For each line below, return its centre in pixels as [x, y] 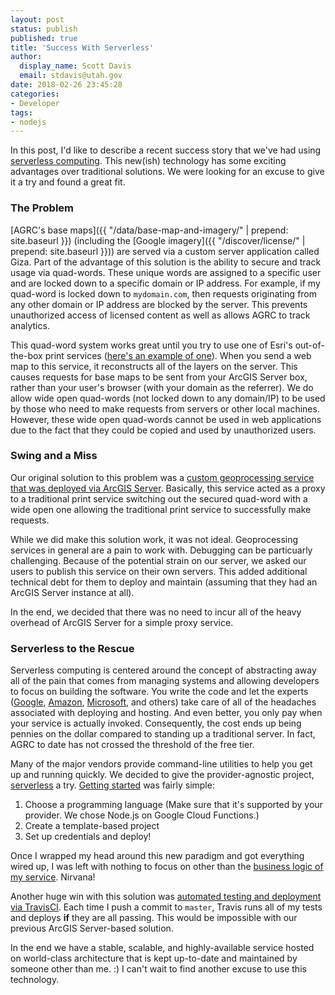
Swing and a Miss [54, 456]
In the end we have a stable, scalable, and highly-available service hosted [162, 948]
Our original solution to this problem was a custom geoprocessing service [162, 477]
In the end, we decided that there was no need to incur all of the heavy [156, 612]
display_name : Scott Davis [75, 66]
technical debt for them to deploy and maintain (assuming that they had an [164, 582]
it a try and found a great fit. [68, 182]
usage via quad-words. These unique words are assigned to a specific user [166, 272]
